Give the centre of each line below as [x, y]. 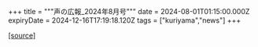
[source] [22, 35]
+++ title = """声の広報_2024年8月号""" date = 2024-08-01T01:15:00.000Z [129, 11]
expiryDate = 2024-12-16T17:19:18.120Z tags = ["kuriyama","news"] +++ [125, 20]
